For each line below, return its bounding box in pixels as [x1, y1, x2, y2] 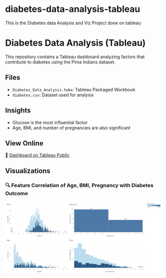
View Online [5, 139, 44, 147]
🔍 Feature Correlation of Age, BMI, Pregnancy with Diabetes [5, 182, 154, 189]
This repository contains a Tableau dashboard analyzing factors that [5, 54, 145, 60]
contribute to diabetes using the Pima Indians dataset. [5, 59, 116, 65]
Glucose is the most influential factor [12, 119, 88, 125]
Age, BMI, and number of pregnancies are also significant [12, 125, 131, 131]
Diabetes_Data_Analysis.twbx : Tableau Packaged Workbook [12, 86, 136, 92]
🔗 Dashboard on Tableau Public [5, 152, 70, 158]
